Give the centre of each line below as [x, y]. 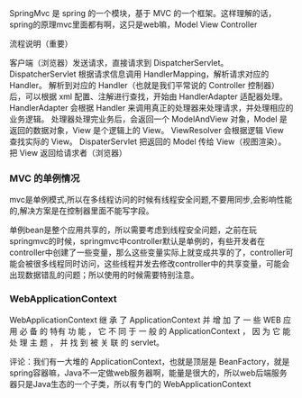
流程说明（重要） [41, 44]
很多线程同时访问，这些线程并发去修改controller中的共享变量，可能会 [161, 264]
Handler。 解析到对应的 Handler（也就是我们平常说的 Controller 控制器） [144, 85]
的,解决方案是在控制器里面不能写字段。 [82, 211]
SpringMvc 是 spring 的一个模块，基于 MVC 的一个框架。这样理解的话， [143, 13]
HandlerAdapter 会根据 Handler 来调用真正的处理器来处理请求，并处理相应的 [151, 108]
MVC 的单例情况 [45, 178]
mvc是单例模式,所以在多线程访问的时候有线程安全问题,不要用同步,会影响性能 [151, 200]
